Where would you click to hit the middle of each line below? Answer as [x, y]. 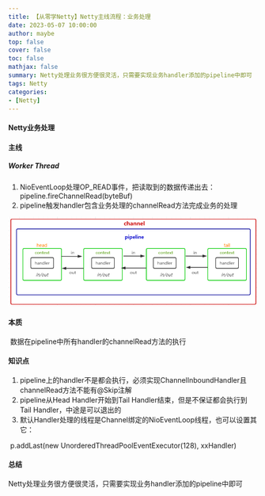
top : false [26, 42]
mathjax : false [33, 67]
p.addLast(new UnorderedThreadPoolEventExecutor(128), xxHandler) [123, 445]
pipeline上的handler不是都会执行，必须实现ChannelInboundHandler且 [133, 380]
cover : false [30, 50]
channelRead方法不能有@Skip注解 [76, 390]
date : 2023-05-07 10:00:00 [53, 25]
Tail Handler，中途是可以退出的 [70, 410]
